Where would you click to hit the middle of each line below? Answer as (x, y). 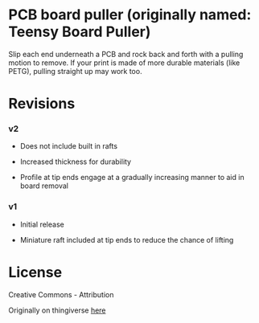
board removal (44, 186)
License (35, 272)
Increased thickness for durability (75, 161)
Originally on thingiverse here (57, 310)
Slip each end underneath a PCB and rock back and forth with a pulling (126, 54)
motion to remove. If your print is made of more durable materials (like (124, 63)
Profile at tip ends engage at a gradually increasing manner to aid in (132, 178)
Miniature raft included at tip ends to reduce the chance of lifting (127, 239)
